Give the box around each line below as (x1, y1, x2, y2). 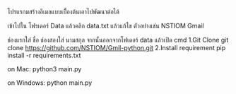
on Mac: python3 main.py (7, 65, 82, 73)
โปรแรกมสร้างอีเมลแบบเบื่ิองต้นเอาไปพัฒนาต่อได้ (7, 8, 120, 16)
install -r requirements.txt (7, 51, 81, 59)
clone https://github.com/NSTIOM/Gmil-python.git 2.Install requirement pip (7, 44, 226, 52)
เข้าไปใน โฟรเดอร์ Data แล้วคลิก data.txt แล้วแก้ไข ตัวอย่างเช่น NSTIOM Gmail (7, 22, 204, 30)
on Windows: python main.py (7, 78, 93, 87)
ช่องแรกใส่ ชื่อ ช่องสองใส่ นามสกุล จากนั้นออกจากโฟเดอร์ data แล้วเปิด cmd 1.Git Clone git (7, 36, 229, 44)
